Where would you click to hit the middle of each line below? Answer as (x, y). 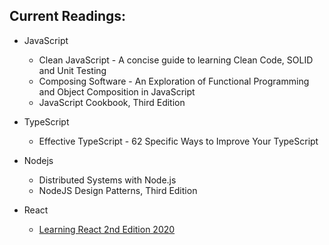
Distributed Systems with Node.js (107, 180)
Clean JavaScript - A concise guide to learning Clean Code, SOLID (176, 60)
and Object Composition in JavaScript (117, 91)
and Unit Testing (72, 70)
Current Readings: (68, 16)
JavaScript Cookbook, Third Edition (112, 102)
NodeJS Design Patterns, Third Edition (118, 190)
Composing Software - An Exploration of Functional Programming (174, 81)
